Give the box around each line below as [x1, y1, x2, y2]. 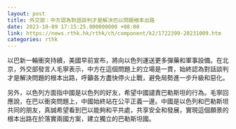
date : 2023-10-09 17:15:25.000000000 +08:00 [7, 23, 140, 30]
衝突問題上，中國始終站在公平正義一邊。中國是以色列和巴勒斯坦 [44, 97, 229, 105]
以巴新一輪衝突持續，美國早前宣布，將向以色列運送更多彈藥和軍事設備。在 [7, 56, 223, 65]
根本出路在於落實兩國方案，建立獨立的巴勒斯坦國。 [7, 114, 155, 123]
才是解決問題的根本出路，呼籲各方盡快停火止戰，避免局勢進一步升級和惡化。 [7, 74, 229, 82]
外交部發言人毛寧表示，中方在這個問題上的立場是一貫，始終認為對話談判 [19, 65, 229, 73]
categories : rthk [7, 36, 58, 43]
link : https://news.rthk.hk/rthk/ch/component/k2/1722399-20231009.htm [7, 29, 221, 37]
